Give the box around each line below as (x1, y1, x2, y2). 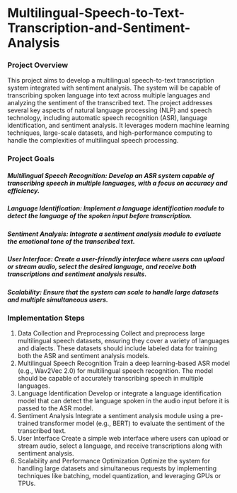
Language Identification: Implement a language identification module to (7, 204, 225, 213)
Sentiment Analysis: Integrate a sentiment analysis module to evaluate (7, 230, 221, 238)
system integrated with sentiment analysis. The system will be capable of (7, 83, 221, 93)
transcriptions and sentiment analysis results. (7, 270, 147, 278)
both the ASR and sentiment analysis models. (17, 352, 150, 360)
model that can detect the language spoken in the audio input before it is (17, 397, 230, 405)
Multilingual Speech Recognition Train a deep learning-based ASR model (17, 359, 230, 368)
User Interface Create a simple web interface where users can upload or (17, 434, 229, 443)
